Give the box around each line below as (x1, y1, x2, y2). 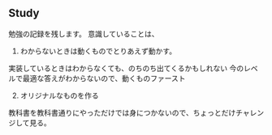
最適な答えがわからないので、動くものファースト (22, 73, 186, 83)
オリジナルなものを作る (19, 91, 99, 100)
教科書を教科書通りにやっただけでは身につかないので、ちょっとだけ (8, 108, 236, 117)
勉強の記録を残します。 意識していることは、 (8, 28, 160, 39)
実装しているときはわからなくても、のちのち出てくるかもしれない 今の (8, 63, 244, 73)
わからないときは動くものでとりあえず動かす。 (19, 46, 177, 56)
